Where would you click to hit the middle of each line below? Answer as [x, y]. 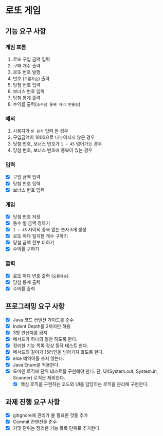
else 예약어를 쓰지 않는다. [38, 358]
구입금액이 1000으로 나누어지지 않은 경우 [54, 137]
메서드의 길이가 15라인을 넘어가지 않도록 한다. [58, 352]
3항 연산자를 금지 [30, 333]
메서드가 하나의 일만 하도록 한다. [45, 339]
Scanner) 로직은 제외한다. [39, 378]
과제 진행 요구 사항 [33, 402]
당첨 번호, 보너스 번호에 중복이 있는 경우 [52, 150]
